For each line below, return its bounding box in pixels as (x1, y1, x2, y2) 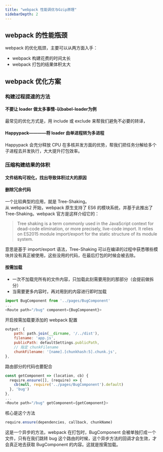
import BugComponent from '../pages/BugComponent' (5, 298, 111, 303)
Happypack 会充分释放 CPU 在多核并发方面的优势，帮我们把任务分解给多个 (5, 142, 157, 148)
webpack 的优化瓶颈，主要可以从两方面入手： (5, 45, 98, 51)
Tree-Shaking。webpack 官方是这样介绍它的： (5, 211, 99, 216)
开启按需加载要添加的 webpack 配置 (5, 317, 78, 323)
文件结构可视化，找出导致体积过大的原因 (5, 174, 87, 180)
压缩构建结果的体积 (5, 161, 50, 168)
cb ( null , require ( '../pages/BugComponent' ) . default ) (14, 382, 124, 387)
